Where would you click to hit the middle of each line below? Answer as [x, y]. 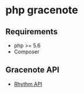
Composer [27, 52]
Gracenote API [32, 70]
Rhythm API [28, 84]
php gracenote [42, 10]
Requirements [32, 32]
